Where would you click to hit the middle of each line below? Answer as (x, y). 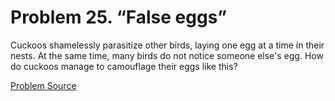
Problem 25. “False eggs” (119, 17)
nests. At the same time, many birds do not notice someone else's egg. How (167, 55)
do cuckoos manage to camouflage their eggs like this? (124, 66)
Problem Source (43, 85)
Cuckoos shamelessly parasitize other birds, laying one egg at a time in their (167, 45)
